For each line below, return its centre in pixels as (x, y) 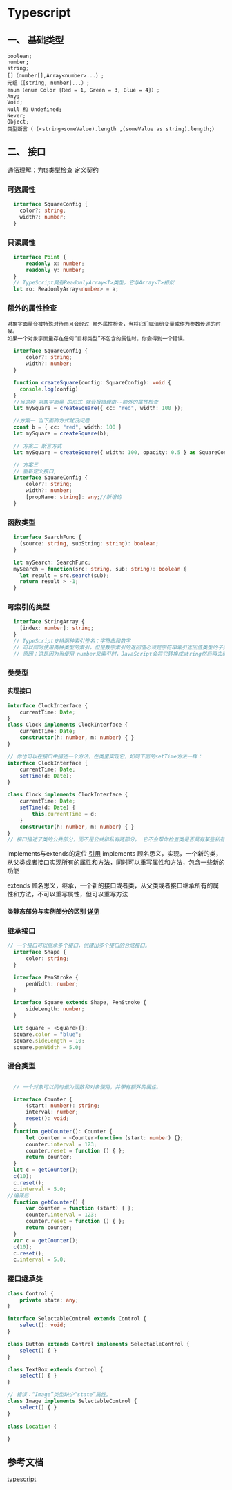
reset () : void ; (47, 1119)
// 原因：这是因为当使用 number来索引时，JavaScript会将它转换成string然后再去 (118, 654)
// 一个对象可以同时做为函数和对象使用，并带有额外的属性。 (87, 1087)
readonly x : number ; (55, 264)
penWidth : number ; (52, 984)
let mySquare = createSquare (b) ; (61, 434)
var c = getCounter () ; (46, 1240)
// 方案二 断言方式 (38, 446)
